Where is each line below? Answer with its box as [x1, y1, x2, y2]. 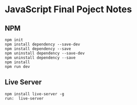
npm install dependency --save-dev [5, 42, 80, 47]
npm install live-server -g [5, 91, 65, 96]
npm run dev [5, 64, 30, 69]
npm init [5, 37, 23, 42]
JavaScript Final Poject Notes [5, 4, 132, 15]
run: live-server [5, 96, 44, 101]
